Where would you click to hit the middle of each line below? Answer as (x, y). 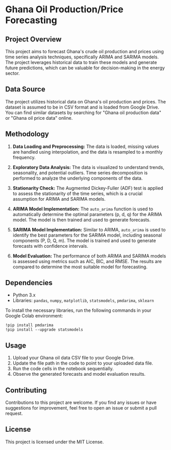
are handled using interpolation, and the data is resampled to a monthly (88, 152)
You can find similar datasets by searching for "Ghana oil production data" (83, 112)
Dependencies (29, 283)
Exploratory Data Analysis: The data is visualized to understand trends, (88, 167)
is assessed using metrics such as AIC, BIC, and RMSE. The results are (87, 261)
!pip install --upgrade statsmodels (44, 330)
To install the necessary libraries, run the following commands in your (78, 310)
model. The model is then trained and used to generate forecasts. (81, 220)
